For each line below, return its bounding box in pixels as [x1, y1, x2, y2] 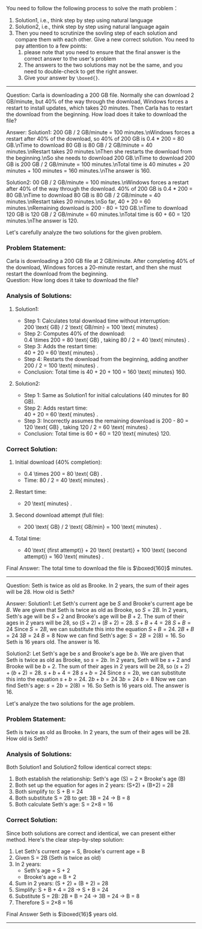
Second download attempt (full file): [14, 511, 104, 519]
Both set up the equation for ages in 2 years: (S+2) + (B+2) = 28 [14, 782, 174, 789]
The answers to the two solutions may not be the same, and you [23, 61, 183, 69]
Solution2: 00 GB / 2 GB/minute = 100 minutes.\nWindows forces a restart [6, 179, 189, 186]
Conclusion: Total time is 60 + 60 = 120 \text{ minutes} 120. [23, 430, 171, 437]
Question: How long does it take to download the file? [6, 277, 139, 284]
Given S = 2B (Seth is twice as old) [14, 854, 101, 861]
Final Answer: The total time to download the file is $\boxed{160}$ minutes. [6, 564, 193, 572]
